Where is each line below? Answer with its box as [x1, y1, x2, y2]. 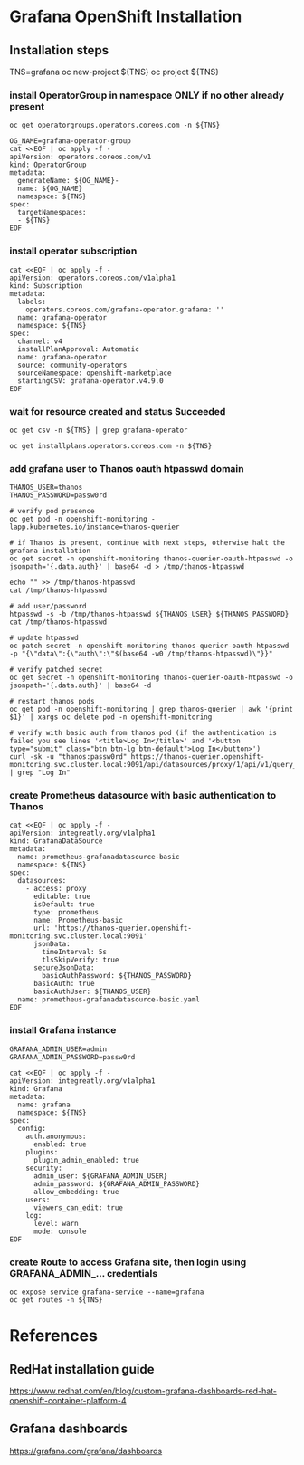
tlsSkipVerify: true [42, 955, 119, 965]
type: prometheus [33, 908, 100, 917]
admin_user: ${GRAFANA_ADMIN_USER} [33, 1171, 168, 1181]
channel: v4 [17, 337, 63, 346]
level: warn [33, 1219, 79, 1228]
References [9, 1326, 98, 1346]
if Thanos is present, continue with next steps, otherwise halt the [17, 539, 285, 548]
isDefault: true [33, 900, 95, 909]
